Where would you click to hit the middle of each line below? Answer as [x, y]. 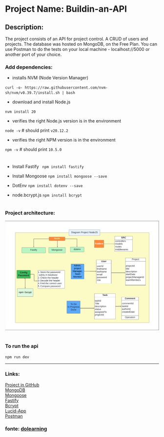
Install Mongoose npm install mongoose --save [60, 176]
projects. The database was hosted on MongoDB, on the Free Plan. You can [81, 44]
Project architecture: [30, 213]
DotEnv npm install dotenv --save [47, 186]
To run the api [22, 346]
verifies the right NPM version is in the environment [64, 140]
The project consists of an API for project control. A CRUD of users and [77, 39]
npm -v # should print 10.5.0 [33, 149]
